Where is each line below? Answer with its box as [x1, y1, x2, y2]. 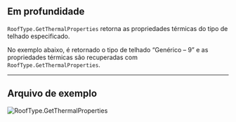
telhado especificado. [7, 32, 70, 40]
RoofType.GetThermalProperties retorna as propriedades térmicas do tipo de [7, 24, 228, 32]
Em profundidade [7, 6, 85, 18]
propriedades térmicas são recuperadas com [7, 53, 138, 61]
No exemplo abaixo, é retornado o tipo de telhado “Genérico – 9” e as [7, 45, 209, 54]
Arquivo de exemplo [7, 87, 97, 99]
